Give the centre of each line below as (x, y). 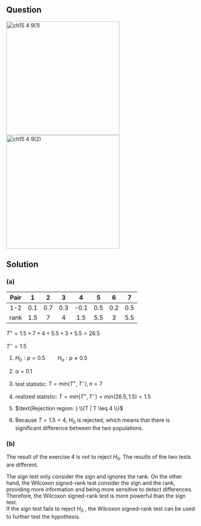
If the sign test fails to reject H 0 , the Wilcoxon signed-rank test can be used (101, 509)
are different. (22, 464)
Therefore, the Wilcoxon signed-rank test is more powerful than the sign (96, 496)
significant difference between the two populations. (79, 428)
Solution (22, 265)
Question (24, 10)
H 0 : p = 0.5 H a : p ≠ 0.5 (51, 358)
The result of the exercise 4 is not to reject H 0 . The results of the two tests (99, 458)
